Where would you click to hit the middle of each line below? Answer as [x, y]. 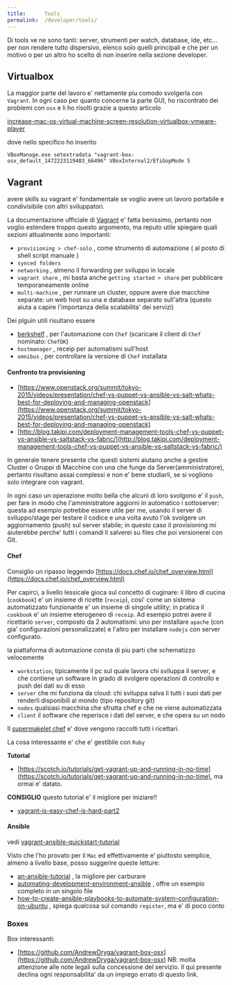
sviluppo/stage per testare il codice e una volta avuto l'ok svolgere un [106, 518]
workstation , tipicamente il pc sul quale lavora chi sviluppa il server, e [116, 670]
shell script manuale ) [48, 256]
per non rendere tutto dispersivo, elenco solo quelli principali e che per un [113, 47]
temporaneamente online [53, 285]
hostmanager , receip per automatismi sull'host [83, 349]
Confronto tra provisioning [46, 372]
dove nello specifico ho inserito [52, 142]
